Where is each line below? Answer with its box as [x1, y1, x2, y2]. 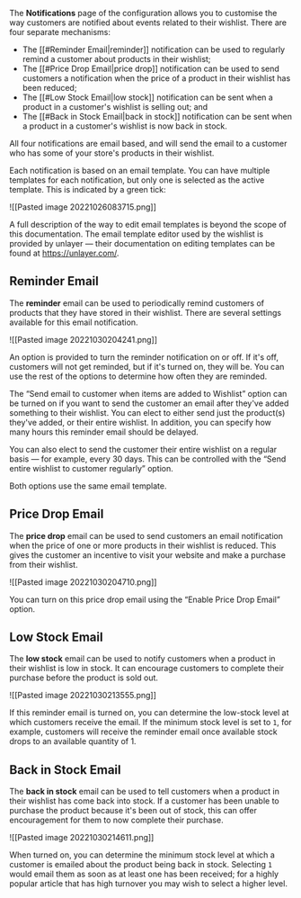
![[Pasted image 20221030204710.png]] [9, 576, 157, 588]
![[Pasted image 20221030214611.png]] [9, 832, 155, 843]
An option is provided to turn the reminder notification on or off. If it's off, [9, 351, 279, 363]
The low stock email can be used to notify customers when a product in [9, 653, 276, 664]
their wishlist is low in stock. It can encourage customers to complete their [9, 663, 285, 674]
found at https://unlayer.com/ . [9, 247, 120, 258]
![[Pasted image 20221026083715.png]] [9, 202, 157, 212]
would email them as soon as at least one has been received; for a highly [9, 868, 279, 880]
